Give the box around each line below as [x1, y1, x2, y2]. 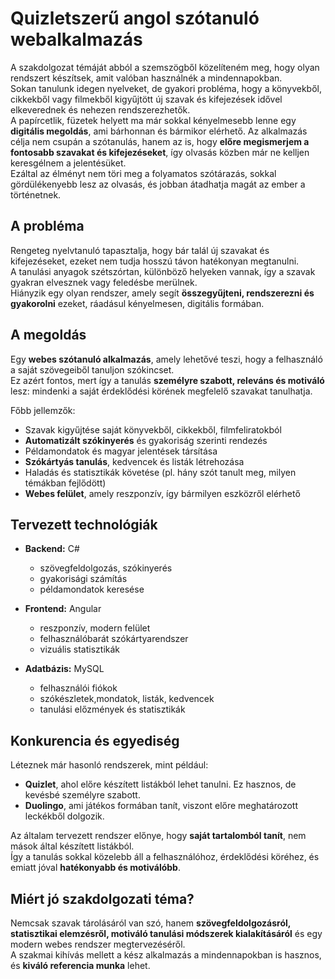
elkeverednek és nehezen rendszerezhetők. [10, 103, 191, 116]
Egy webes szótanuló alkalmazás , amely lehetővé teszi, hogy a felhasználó [10, 353, 323, 365]
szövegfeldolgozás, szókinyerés [39, 562, 173, 574]
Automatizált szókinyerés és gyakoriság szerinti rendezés [24, 434, 268, 446]
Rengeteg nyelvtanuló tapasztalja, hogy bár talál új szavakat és [10, 244, 270, 256]
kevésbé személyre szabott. [24, 789, 141, 801]
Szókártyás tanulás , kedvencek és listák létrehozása [24, 455, 245, 467]
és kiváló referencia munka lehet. [10, 960, 151, 971]
